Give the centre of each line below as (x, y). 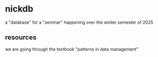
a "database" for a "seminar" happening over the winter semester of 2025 (79, 22)
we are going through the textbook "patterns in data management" (72, 49)
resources (21, 37)
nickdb (19, 9)
